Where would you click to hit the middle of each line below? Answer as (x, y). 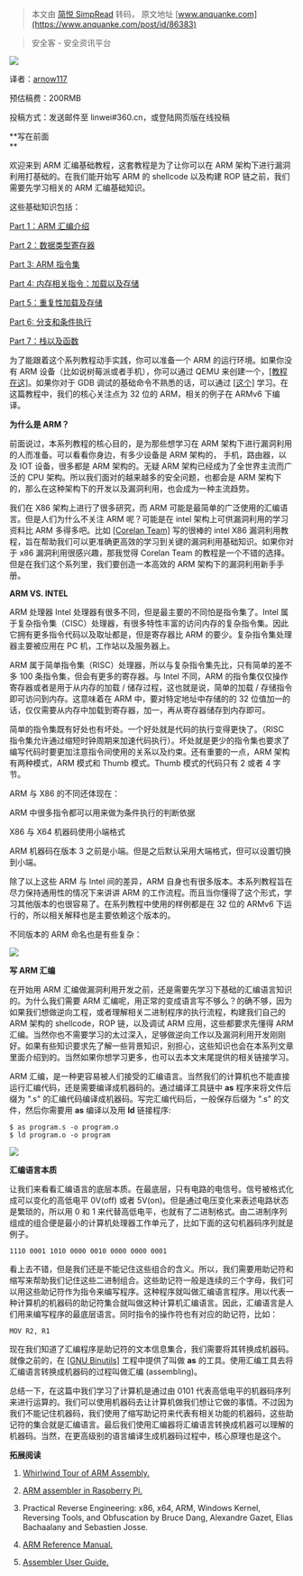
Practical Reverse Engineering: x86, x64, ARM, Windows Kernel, (142, 1508)
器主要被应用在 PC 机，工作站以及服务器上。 (92, 646)
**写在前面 (29, 136)
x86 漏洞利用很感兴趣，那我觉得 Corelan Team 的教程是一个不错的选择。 (155, 553)
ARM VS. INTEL (39, 593)
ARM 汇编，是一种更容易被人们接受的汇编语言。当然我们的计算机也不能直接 (150, 1076)
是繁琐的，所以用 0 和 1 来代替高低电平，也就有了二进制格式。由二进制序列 (148, 1211)
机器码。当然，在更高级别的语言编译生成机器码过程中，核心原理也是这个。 (147, 1436)
